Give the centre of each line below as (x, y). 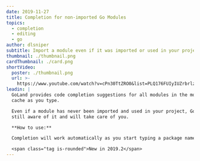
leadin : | (18, 89)
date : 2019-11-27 (28, 12)
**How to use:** (32, 128)
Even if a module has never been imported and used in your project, (99, 111)
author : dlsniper (28, 45)
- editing (24, 34)
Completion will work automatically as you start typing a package (97, 138)
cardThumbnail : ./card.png (40, 61)
